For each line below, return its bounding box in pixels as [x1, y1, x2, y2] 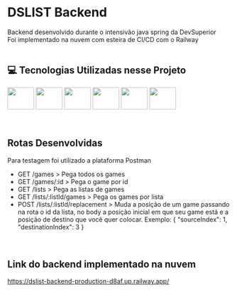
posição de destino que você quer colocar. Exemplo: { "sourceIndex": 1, [17, 215, 228, 224]
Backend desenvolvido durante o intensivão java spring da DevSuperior [7, 28, 216, 36]
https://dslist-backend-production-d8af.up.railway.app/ [7, 277, 170, 286]
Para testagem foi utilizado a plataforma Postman [7, 156, 151, 164]
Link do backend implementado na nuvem [7, 258, 197, 270]
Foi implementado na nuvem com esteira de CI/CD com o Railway [7, 35, 199, 43]
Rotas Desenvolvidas [7, 137, 103, 149]
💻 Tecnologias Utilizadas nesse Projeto [7, 65, 187, 77]
